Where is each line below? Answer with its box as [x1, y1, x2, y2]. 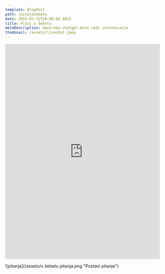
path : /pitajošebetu [5, 12, 48, 17]
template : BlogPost [5, 7, 45, 12]
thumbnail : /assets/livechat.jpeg [5, 30, 76, 35]
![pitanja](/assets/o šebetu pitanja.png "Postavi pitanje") [5, 263, 119, 269]
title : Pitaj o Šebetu [5, 21, 52, 26]
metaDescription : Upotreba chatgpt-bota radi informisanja [5, 26, 129, 30]
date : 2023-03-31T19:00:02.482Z [5, 16, 71, 21]
